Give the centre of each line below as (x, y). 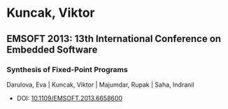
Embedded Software (52, 49)
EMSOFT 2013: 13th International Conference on (114, 39)
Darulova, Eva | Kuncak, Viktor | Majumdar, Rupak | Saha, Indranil (100, 85)
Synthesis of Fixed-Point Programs (67, 69)
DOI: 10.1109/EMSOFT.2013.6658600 (70, 98)
